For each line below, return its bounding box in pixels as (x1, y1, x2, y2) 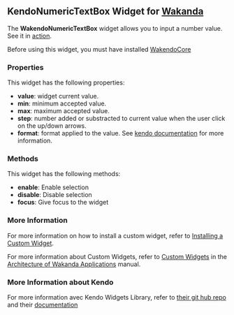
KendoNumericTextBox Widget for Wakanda (7, 6, 204, 17)
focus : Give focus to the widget (17, 198, 109, 207)
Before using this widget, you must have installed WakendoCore (7, 45, 191, 53)
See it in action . (7, 31, 52, 40)
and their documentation (7, 300, 78, 309)
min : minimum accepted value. (17, 99, 107, 108)
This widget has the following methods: (7, 170, 121, 178)
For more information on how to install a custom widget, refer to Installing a (7, 231, 224, 240)
